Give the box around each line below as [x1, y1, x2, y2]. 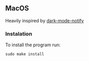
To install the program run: [5, 42, 61, 48]
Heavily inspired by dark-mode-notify [5, 17, 84, 23]
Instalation [5, 30, 33, 37]
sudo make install [5, 52, 44, 57]
